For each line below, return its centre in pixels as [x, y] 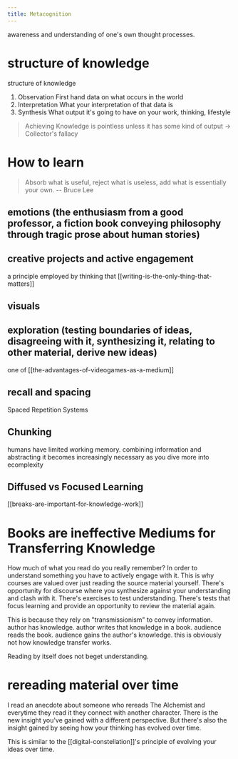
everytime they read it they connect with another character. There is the [113, 713]
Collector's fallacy [51, 134]
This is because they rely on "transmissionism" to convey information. [110, 620]
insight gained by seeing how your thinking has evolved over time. [104, 728]
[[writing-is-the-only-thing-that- [165, 276]
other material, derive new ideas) [83, 353]
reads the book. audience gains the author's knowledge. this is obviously [115, 635]
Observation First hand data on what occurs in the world [100, 96]
